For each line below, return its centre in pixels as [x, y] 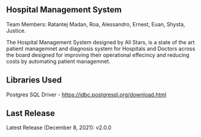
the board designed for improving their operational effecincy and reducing [98, 55]
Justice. [16, 31]
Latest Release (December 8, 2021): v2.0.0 [59, 127]
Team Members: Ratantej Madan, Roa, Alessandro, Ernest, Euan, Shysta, [96, 24]
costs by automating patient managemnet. [58, 61]
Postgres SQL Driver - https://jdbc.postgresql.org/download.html [86, 95]
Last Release [31, 113]
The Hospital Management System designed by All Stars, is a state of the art [100, 42]
